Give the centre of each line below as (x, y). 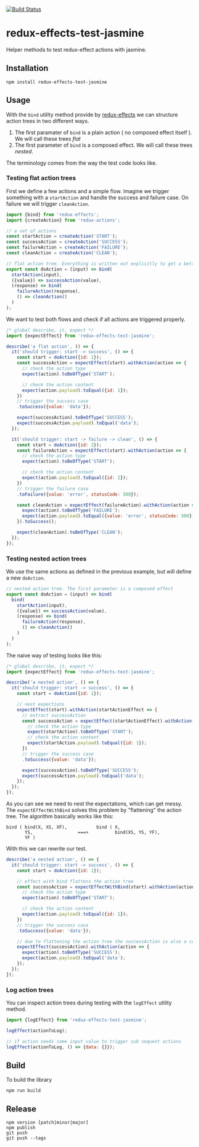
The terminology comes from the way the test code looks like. (81, 163)
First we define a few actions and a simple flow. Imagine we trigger (88, 191)
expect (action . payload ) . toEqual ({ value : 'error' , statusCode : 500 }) (108, 516)
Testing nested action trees (46, 559)
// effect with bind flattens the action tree (75, 881)
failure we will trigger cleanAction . (48, 204)
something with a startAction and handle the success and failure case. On (97, 197)
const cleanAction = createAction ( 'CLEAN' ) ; (62, 253)
